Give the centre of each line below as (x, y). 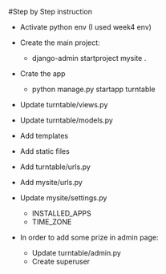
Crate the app (43, 74)
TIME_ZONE (52, 222)
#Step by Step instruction (50, 12)
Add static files (45, 151)
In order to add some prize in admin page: (89, 237)
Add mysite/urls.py (51, 182)
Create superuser (61, 261)
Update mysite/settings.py (63, 198)
